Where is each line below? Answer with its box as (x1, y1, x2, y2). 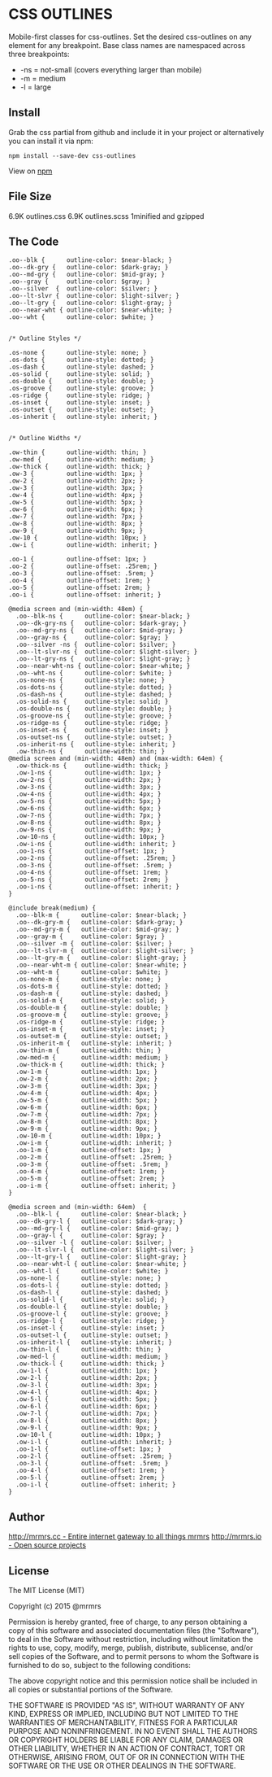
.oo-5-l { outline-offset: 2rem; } (15, 1474, 165, 1482)
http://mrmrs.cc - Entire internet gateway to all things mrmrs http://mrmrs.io (8, 1531, 262, 1542)
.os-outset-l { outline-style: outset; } (15, 1331, 169, 1339)
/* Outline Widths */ (8, 434, 82, 443)
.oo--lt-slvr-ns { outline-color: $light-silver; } (15, 648, 198, 656)
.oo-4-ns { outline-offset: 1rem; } (15, 868, 169, 877)
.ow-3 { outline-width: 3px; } (8, 484, 144, 492)
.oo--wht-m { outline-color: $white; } (15, 968, 169, 976)
